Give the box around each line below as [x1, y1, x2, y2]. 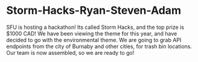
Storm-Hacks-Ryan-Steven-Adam [6, 4, 181, 17]
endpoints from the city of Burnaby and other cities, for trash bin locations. [6, 43, 192, 50]
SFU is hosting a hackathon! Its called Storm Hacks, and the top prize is [6, 23, 184, 31]
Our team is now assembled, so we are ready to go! [6, 49, 135, 56]
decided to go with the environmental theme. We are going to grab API [6, 36, 182, 43]
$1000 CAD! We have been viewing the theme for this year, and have [6, 29, 177, 37]
